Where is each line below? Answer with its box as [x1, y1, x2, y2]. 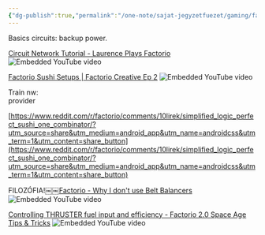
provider [8, 95, 35, 105]
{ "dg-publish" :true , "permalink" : [8, 11, 118, 20]
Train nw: [8, 88, 39, 97]
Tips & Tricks [8, 218, 51, 227]
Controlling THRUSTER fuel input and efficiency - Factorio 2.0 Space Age [8, 210, 247, 219]
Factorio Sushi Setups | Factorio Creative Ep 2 [8, 72, 158, 81]
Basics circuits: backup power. [8, 33, 108, 43]
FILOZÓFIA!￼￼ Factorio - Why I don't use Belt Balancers [8, 185, 193, 195]
